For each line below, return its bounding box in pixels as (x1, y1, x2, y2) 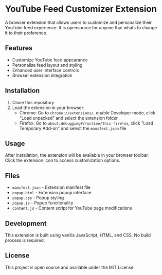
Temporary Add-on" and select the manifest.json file (19, 125, 126, 131)
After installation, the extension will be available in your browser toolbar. (5, 152, 149, 158)
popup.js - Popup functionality (12, 200, 73, 206)
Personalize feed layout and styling (12, 62, 83, 68)
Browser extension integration (12, 72, 72, 78)
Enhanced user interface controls (12, 67, 79, 73)
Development (5, 219, 47, 227)
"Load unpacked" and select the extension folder (19, 115, 118, 121)
